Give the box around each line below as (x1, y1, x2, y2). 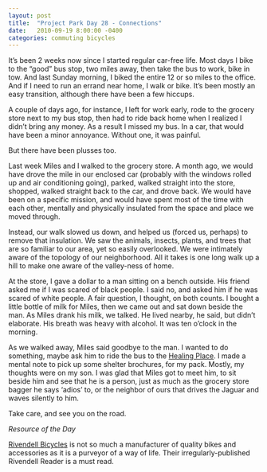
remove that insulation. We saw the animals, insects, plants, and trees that (8, 236, 252, 245)
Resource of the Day (8, 424, 76, 434)
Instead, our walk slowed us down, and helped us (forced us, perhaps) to (8, 228, 249, 237)
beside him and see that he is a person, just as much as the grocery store (8, 376, 249, 386)
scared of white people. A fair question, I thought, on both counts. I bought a (8, 294, 260, 303)
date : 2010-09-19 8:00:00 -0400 (8, 26, 124, 34)
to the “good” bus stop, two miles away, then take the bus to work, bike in (8, 64, 250, 74)
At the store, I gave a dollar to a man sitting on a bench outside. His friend (8, 276, 249, 287)
